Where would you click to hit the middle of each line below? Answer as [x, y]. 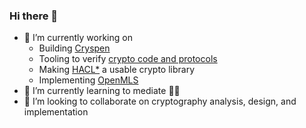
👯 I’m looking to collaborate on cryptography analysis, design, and [160, 101]
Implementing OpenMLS [88, 80]
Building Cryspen [74, 48]
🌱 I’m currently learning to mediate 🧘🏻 [102, 91]
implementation [56, 112]
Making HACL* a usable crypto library [117, 70]
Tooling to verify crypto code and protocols [128, 59]
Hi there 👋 [34, 16]
